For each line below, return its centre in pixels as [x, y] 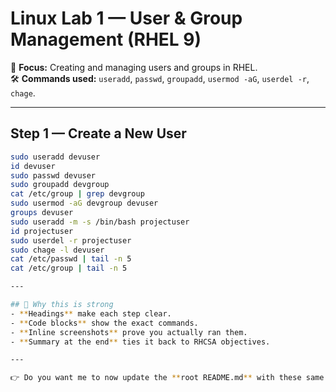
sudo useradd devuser [55, 157]
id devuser [33, 166]
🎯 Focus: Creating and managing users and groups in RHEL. [134, 67]
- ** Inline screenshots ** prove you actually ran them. [129, 332]
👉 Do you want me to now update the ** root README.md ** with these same [167, 378]
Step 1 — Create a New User [98, 133]
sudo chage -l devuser [57, 250]
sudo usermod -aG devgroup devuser [84, 203]
